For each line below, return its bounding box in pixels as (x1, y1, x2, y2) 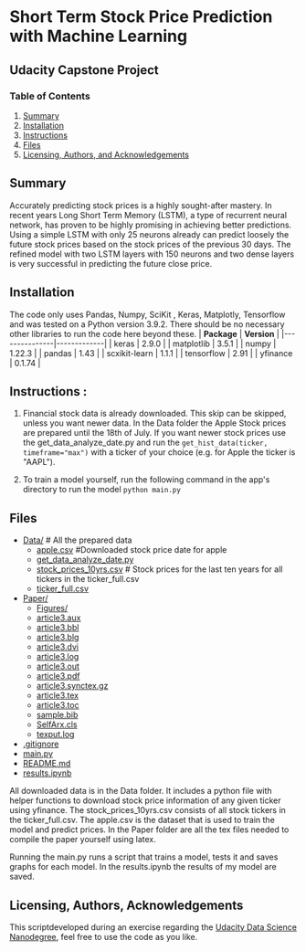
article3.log (36, 651, 79, 662)
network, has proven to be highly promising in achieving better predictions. (9, 219, 292, 230)
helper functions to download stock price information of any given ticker (9, 795, 281, 806)
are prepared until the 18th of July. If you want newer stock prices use (22, 428, 286, 439)
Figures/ (36, 603, 69, 614)
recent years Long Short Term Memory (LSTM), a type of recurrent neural (9, 209, 288, 220)
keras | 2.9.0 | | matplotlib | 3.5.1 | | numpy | (113, 338, 277, 349)
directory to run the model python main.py (22, 484, 181, 495)
